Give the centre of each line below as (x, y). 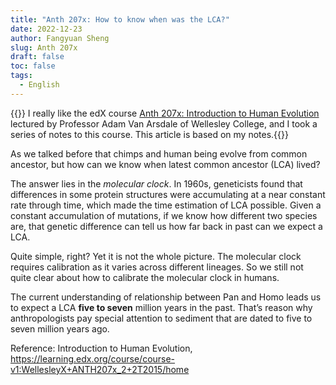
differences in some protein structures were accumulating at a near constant (168, 194)
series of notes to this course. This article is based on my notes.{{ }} (149, 134)
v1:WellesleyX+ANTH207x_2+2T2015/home (100, 369)
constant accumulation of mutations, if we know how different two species (164, 215)
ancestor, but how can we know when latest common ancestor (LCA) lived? (165, 164)
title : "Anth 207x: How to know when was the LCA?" (120, 19)
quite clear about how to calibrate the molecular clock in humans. (145, 277)
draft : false (37, 57)
